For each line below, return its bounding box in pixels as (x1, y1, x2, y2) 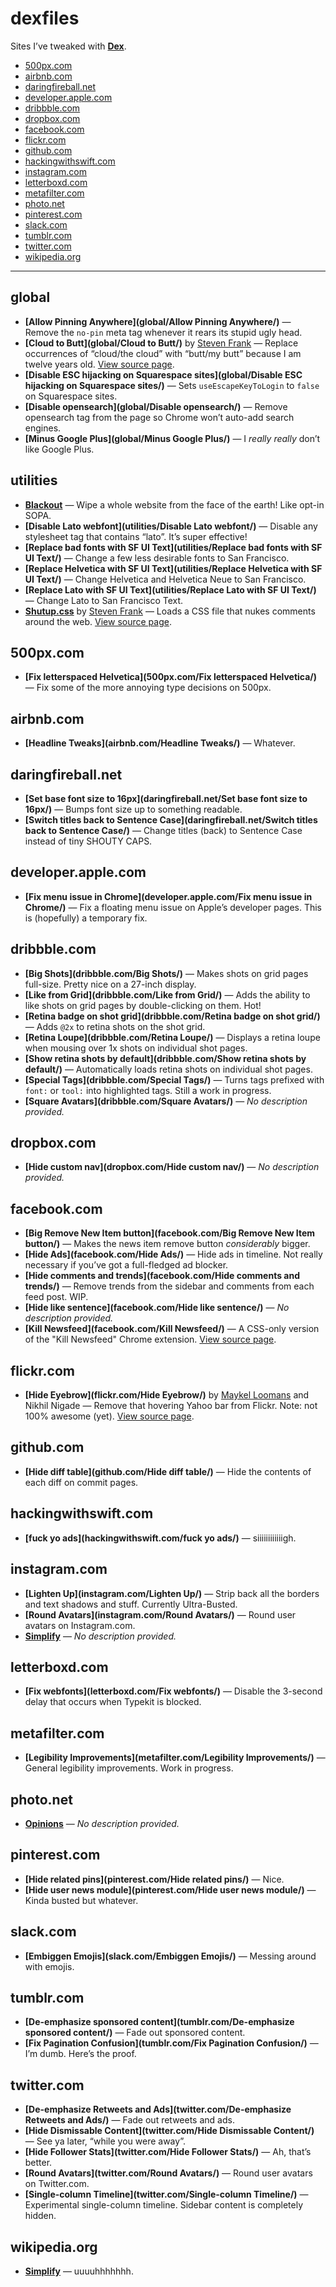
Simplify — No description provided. (24, 1630, 177, 1642)
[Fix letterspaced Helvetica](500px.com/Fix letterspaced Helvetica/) (24, 671, 318, 683)
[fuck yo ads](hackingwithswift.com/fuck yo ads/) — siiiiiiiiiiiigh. (24, 1532, 297, 1544)
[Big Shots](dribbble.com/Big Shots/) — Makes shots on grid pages (24, 967, 309, 979)
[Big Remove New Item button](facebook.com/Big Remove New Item (24, 1227, 316, 1239)
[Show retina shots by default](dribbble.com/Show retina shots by (24, 1052, 307, 1064)
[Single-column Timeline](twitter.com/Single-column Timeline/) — (24, 2188, 309, 2201)
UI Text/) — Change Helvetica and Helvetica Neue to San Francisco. (24, 573, 307, 585)
